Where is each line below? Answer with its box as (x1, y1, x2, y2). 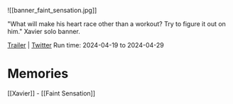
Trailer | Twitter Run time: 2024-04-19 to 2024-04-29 (7, 41, 165, 49)
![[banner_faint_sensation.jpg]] (7, 6, 97, 14)
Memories (7, 66, 69, 82)
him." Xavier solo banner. (7, 28, 80, 35)
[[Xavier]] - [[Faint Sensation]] (7, 88, 96, 98)
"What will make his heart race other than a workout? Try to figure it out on (7, 20, 226, 28)
